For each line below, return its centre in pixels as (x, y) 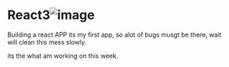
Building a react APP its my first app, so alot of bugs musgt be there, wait (114, 35)
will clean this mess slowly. (47, 42)
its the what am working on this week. (63, 56)
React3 (29, 15)
